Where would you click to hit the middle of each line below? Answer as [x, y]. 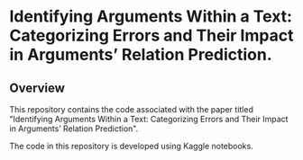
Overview [37, 88]
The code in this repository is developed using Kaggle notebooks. [132, 146]
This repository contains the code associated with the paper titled [132, 109]
